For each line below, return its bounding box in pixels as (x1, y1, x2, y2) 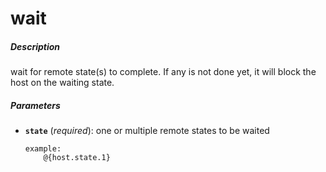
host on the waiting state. (10, 77, 115, 89)
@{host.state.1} (43, 153, 111, 163)
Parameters (10, 99, 61, 111)
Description (10, 40, 61, 52)
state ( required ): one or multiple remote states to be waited (24, 125, 270, 137)
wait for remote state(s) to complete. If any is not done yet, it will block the (10, 66, 317, 78)
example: (24, 144, 62, 154)
